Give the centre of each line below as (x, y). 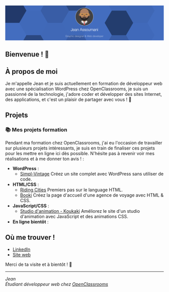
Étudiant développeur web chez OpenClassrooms (57, 284)
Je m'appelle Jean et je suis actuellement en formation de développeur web (84, 83)
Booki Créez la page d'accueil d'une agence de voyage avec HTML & (92, 195)
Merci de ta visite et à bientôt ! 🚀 (39, 264)
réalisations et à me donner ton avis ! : (45, 159)
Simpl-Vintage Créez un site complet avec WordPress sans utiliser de (92, 174)
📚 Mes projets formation (36, 130)
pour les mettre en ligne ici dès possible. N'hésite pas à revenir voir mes (80, 153)
